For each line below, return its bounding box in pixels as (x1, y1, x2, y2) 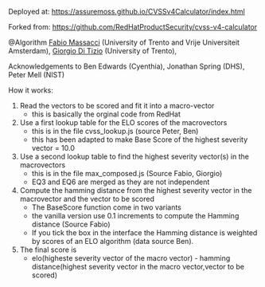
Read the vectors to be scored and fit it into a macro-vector (19, 101, 215, 110)
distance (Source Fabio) (31, 219, 111, 229)
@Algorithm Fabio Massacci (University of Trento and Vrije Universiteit (8, 37, 240, 47)
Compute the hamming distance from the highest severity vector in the (19, 186, 252, 195)
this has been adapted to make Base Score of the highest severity (31, 135, 248, 144)
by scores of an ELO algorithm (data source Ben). (31, 237, 194, 246)
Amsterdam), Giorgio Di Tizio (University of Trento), (8, 46, 177, 55)
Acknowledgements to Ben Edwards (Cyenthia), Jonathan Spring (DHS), (8, 61, 245, 71)
